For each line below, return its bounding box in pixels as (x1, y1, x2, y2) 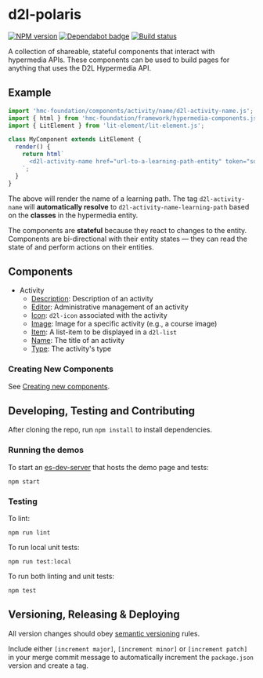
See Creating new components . (8, 381, 110, 391)
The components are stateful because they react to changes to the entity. (8, 225, 247, 235)
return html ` (22, 151, 65, 159)
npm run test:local (8, 558, 72, 566)
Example (8, 86, 52, 100)
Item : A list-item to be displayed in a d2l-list (31, 327, 178, 337)
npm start (8, 477, 41, 486)
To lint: (8, 514, 30, 523)
